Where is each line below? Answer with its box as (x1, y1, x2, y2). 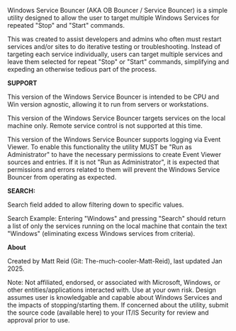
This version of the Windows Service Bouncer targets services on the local (7, 114, 225, 122)
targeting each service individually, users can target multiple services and (7, 50, 223, 58)
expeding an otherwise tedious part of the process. (7, 65, 157, 73)
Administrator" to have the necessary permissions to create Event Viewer (7, 151, 222, 158)
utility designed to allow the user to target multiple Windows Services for (7, 13, 220, 22)
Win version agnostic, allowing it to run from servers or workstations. (7, 100, 209, 109)
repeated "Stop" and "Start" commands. (7, 21, 125, 29)
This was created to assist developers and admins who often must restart (7, 35, 222, 43)
